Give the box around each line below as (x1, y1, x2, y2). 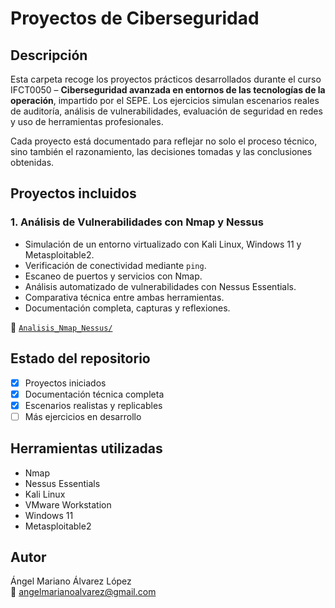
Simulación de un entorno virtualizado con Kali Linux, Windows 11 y (24, 238, 302, 250)
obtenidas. (10, 157, 55, 168)
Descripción (10, 47, 88, 64)
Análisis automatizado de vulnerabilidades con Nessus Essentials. (24, 280, 297, 292)
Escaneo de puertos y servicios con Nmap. (24, 270, 203, 282)
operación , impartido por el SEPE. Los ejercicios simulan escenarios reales (10, 95, 320, 106)
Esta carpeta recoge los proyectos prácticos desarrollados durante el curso (10, 73, 322, 85)
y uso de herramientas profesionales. (10, 116, 164, 127)
